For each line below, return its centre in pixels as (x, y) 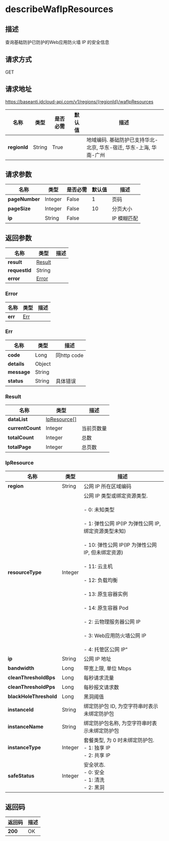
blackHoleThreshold (32, 696)
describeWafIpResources (59, 9)
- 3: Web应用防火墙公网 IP (115, 636)
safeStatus (21, 776)
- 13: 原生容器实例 (106, 594)
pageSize (19, 209)
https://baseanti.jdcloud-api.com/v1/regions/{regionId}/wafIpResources (79, 101)
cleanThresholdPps (31, 687)
